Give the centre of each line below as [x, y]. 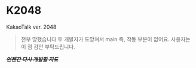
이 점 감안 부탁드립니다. [48, 47]
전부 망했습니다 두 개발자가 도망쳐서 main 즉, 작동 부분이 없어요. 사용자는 [105, 39]
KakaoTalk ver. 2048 [31, 27]
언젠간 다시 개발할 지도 [32, 59]
